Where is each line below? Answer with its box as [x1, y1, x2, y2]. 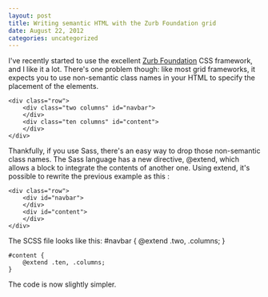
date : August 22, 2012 [8, 26, 84, 34]
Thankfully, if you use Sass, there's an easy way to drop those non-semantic [8, 146, 261, 156]
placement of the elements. [8, 82, 98, 91]
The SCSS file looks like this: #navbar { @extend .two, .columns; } [8, 236, 226, 246]
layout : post [8, 11, 52, 20]
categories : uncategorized [8, 34, 98, 42]
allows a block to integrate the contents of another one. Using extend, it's [8, 163, 250, 173]
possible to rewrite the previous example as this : [8, 171, 170, 181]
